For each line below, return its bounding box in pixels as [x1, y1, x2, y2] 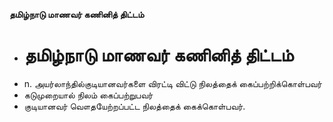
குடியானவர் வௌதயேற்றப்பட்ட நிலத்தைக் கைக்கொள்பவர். [23, 100, 246, 112]
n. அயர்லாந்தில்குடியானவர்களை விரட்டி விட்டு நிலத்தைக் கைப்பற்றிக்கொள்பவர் [23, 77, 322, 89]
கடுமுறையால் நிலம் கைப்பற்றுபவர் [23, 89, 154, 101]
